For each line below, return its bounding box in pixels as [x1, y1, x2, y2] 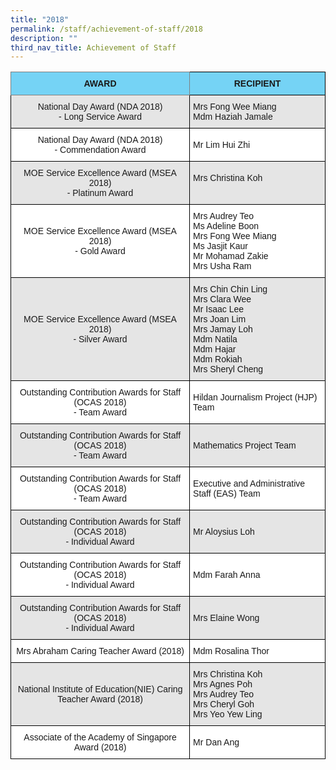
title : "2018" [10, 14, 70, 25]
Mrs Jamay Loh [193, 324, 253, 335]
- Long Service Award [58, 111, 142, 123]
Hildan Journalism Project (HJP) [193, 392, 318, 403]
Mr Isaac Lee [193, 304, 244, 315]
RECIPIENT [233, 78, 282, 90]
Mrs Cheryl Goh [193, 699, 255, 710]
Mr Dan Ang [193, 737, 240, 748]
